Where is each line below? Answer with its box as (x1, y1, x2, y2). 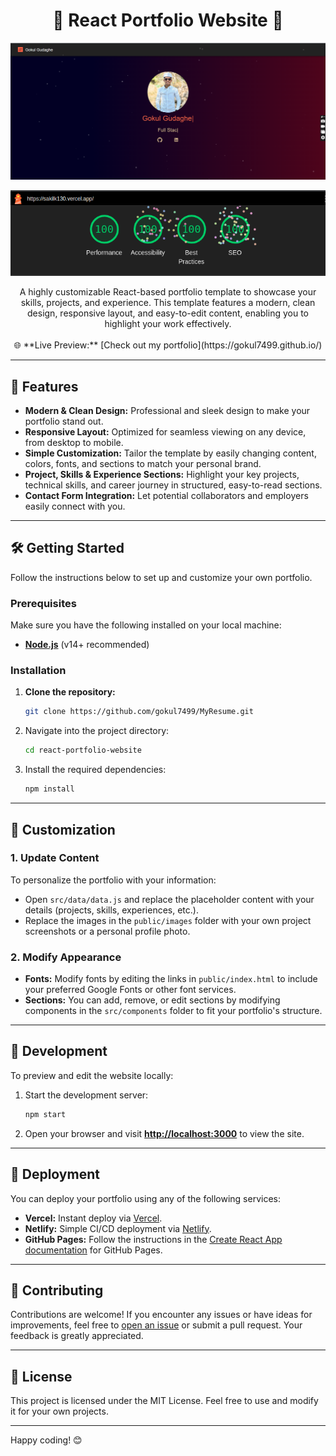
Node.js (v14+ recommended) (24, 639, 150, 651)
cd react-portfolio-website (24, 745, 142, 756)
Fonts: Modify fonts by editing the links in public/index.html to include (24, 973, 318, 985)
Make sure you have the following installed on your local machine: (10, 619, 282, 631)
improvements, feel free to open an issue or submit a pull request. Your (10, 1319, 303, 1331)
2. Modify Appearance (10, 950, 122, 964)
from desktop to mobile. (24, 437, 124, 449)
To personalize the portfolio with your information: (10, 874, 217, 886)
